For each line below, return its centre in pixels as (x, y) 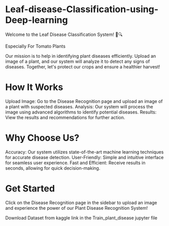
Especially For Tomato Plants (36, 46)
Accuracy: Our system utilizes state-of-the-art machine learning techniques (84, 152)
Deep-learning (37, 20)
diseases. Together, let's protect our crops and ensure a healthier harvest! (83, 66)
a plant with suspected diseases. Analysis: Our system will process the (79, 106)
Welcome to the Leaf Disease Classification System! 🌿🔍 (64, 34)
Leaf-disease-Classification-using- (82, 9)
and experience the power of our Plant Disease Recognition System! (77, 208)
